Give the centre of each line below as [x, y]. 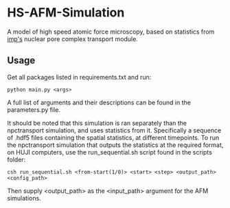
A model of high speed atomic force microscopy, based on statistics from [111, 32]
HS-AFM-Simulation [66, 13]
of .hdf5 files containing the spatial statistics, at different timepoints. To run [113, 137]
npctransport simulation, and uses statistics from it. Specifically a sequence [114, 130]
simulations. [24, 198]
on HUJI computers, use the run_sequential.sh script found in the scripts [110, 152]
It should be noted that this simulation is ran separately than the [97, 123]
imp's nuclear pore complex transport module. [73, 38]
